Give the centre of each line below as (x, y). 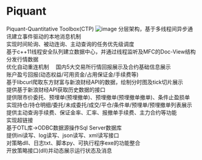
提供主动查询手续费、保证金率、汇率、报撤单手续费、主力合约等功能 (92, 112)
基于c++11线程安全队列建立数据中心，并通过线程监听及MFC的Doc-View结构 (101, 51)
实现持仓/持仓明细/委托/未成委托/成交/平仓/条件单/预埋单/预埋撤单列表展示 (99, 105)
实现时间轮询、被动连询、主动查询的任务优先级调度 (70, 44)
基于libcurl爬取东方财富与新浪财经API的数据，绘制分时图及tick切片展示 (95, 82)
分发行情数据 (22, 59)
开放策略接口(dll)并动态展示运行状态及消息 (59, 150)
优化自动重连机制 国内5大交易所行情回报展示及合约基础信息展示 (89, 67)
